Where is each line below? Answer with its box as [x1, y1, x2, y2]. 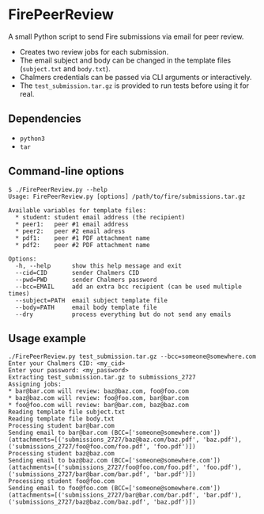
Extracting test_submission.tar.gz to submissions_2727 [8, 374, 196, 382]
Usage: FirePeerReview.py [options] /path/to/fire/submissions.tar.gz [8, 192, 246, 200]
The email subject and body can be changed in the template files [19, 55, 232, 65]
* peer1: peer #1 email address [15, 220, 129, 228]
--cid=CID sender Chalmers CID [15, 268, 140, 276]
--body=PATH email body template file [15, 303, 157, 311]
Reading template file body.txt [8, 415, 115, 423]
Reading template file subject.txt [8, 408, 126, 417]
